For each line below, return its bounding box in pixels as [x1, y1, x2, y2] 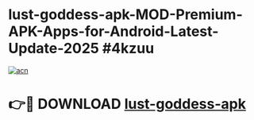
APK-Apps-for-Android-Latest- [8, 22, 219, 41]
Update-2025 [8, 40, 99, 57]
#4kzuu [102, 40, 155, 57]
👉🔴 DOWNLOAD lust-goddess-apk [8, 95, 246, 113]
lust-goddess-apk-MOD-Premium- [8, 6, 244, 24]
